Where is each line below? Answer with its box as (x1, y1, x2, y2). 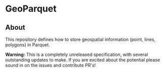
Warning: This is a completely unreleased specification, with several (5, 51, 148, 57)
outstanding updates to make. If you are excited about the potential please (5, 57, 160, 63)
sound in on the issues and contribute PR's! (5, 62, 96, 68)
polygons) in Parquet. (5, 42, 50, 48)
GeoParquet (5, 3, 57, 15)
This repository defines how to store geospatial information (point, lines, (5, 36, 156, 42)
